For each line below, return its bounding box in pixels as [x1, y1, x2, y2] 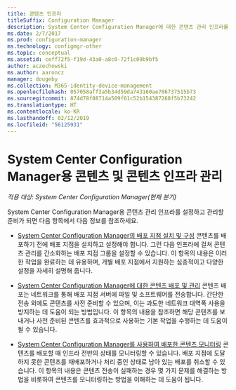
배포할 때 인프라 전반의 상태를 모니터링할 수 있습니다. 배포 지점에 [36, 349, 213, 358]
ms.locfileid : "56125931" [7, 121, 83, 128]
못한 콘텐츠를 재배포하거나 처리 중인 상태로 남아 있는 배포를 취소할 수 [30, 358, 218, 366]
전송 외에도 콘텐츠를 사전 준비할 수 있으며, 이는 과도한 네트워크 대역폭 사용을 [17, 299, 226, 307]
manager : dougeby [7, 75, 58, 83]
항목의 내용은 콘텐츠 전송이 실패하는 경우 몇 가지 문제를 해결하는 [45, 366, 220, 375]
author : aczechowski [7, 62, 68, 69]
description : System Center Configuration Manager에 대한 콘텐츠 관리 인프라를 [7, 23, 229, 30]
